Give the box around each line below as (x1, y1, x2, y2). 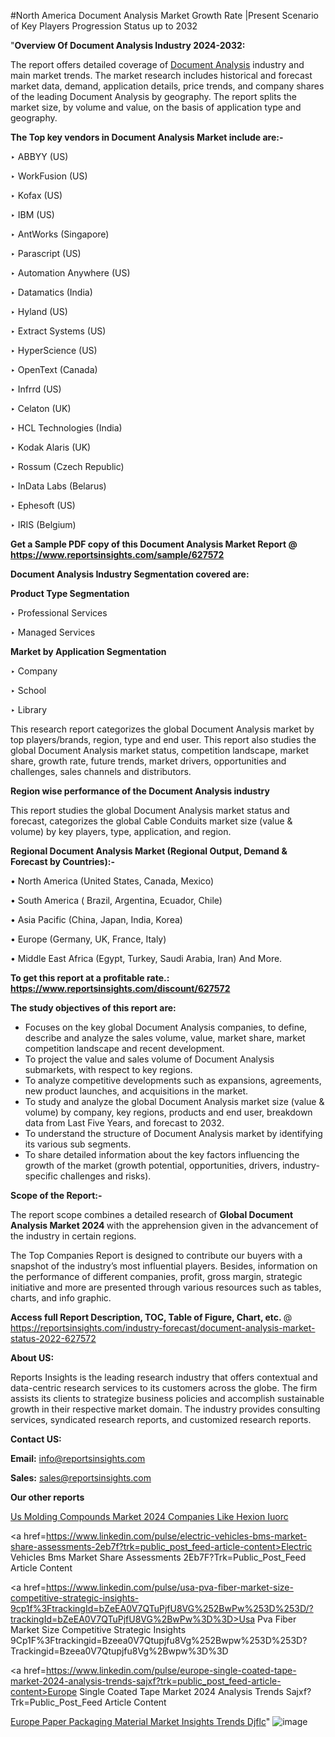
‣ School (10, 685, 47, 696)
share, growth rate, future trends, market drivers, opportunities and (10, 755, 287, 767)
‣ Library (10, 704, 48, 715)
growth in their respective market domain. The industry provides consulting (10, 1403, 321, 1415)
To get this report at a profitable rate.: (10, 972, 170, 984)
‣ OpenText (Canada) (10, 364, 98, 375)
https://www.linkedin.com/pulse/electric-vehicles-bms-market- (45, 1530, 308, 1542)
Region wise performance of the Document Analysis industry (10, 785, 270, 797)
